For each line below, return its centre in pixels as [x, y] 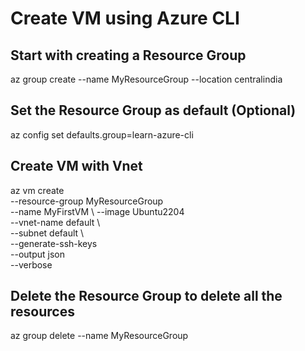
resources [42, 312]
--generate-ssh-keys [54, 243]
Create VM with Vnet [76, 166]
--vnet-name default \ [55, 222]
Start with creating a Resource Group [128, 55]
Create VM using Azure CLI [125, 18]
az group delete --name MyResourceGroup [99, 336]
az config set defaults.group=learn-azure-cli [102, 134]
